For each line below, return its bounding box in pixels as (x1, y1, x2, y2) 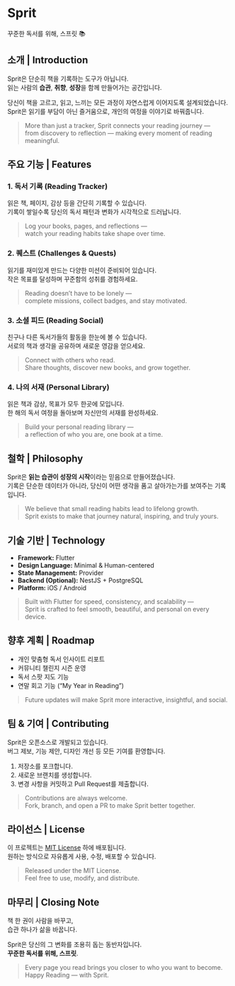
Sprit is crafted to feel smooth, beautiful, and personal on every (24, 604, 210, 613)
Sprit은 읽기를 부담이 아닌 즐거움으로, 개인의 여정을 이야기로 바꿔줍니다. (7, 107, 205, 115)
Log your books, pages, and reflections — (24, 222, 147, 231)
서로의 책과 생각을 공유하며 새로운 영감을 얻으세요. (7, 342, 146, 350)
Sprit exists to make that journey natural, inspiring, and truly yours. (24, 512, 219, 521)
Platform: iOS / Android (17, 583, 87, 592)
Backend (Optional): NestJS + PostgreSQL (17, 575, 144, 585)
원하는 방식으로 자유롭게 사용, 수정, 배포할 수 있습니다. (7, 852, 156, 861)
